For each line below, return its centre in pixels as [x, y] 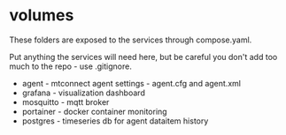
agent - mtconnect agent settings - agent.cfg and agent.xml [131, 83]
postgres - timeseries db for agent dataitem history [115, 121]
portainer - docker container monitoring [94, 111]
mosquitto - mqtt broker [66, 101]
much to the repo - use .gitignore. [71, 66]
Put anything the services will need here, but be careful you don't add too [143, 56]
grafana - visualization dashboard [84, 93]
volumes [42, 15]
